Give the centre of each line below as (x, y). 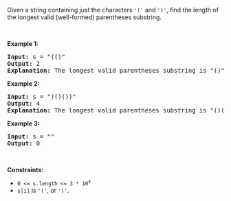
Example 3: (23, 123)
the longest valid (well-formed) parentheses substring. (84, 17)
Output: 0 (23, 143)
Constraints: (25, 170)
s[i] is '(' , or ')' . (43, 190)
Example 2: (23, 84)
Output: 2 (23, 63)
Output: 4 (23, 103)
